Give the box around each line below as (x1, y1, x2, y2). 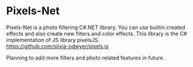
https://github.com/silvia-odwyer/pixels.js (6, 43, 109, 50)
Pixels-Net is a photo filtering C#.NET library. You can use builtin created (6, 24, 185, 31)
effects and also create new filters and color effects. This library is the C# (6, 30, 187, 37)
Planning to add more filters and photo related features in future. (6, 54, 165, 61)
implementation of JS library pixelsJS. (6, 36, 100, 43)
